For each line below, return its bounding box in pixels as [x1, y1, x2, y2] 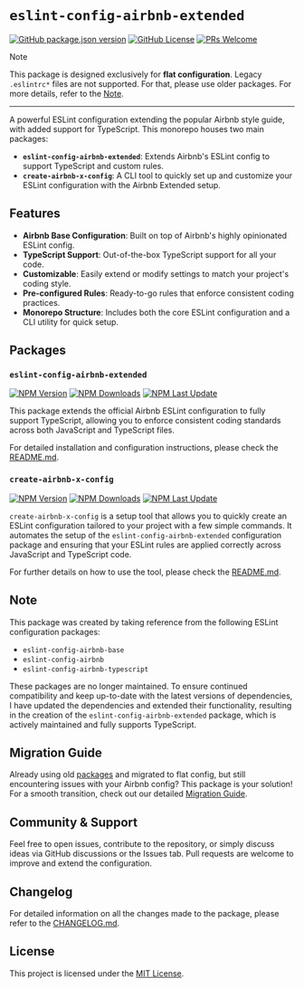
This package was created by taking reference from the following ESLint [9, 616, 279, 627]
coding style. [22, 278, 71, 289]
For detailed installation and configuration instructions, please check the [9, 442, 279, 453]
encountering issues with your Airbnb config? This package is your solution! [9, 779, 293, 790]
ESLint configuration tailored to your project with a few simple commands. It [9, 519, 292, 531]
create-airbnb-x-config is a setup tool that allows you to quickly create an [9, 510, 288, 521]
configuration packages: [9, 626, 101, 637]
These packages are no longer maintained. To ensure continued [9, 680, 248, 691]
